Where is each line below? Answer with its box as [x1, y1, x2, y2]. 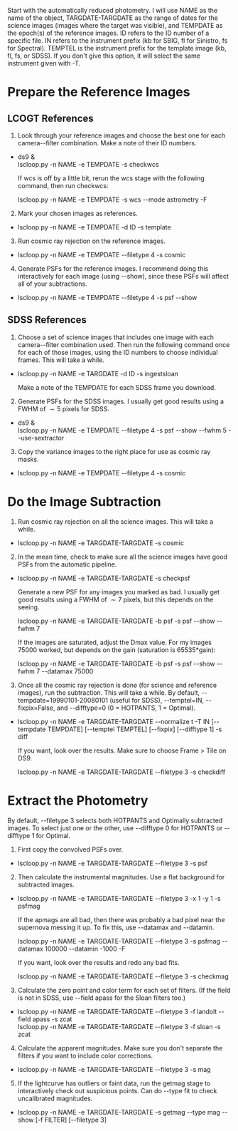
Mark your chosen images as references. [17, 210, 139, 217]
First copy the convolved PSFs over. [17, 845, 124, 854]
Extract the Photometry [7, 792, 148, 808]
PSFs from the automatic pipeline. [17, 559, 117, 569]
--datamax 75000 [41, 666, 94, 676]
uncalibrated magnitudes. [17, 1094, 93, 1102]
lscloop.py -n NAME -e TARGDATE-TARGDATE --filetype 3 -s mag [17, 1065, 211, 1073]
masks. [17, 455, 39, 463]
